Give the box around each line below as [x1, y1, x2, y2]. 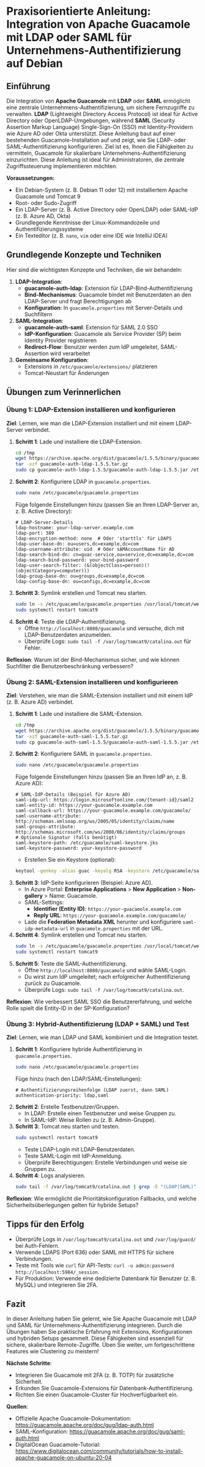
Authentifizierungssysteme [15, 225, 84, 233]
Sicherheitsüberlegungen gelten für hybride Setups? [6, 1201, 139, 1208]
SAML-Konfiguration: [15, 1428, 69, 1435]
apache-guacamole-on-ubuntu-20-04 [15, 1454, 112, 1461]
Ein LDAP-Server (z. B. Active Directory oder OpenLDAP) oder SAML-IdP [15, 206, 198, 213]
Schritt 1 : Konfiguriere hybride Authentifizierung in [15, 1046, 143, 1053]
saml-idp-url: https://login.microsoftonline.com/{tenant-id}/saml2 [15, 797, 194, 803]
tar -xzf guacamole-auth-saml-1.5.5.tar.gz [15, 733, 129, 739]
